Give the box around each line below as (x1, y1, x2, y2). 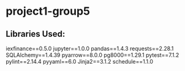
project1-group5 (6, 4, 90, 18)
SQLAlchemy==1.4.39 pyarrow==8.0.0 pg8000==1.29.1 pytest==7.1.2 (6, 51, 179, 59)
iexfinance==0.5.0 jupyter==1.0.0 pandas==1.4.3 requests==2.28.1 (6, 45, 174, 52)
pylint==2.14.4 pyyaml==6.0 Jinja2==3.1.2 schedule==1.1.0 (6, 58, 154, 65)
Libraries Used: (6, 29, 66, 39)
